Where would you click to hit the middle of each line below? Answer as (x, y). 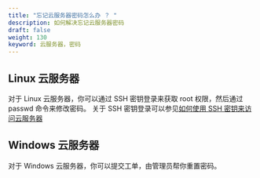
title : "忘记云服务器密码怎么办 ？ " (63, 15)
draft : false (29, 30)
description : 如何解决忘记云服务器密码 (66, 23)
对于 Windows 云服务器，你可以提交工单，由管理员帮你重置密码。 (115, 165)
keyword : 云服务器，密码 (44, 45)
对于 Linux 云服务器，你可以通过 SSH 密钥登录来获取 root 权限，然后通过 (126, 98)
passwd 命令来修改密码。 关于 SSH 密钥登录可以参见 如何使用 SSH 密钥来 (126, 108)
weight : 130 (27, 37)
